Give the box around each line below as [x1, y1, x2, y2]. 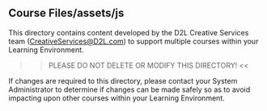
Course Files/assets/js [8, 6, 125, 20]
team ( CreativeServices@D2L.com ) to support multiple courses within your [8, 36, 259, 46]
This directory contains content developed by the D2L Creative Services [8, 27, 249, 37]
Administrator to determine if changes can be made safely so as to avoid [8, 84, 251, 94]
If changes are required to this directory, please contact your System [8, 76, 238, 85]
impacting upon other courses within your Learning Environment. [8, 92, 225, 103]
